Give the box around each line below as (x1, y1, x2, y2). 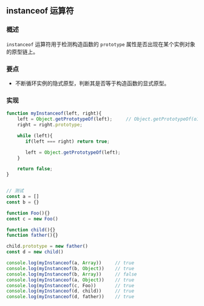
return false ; (17, 166, 53, 172)
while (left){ (17, 132, 53, 138)
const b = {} (6, 199, 39, 205)
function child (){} (6, 226, 56, 233)
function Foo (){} (6, 210, 50, 216)
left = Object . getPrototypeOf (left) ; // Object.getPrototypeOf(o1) (17, 116, 202, 123)
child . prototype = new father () (6, 243, 88, 250)
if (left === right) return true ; (25, 138, 110, 144)
